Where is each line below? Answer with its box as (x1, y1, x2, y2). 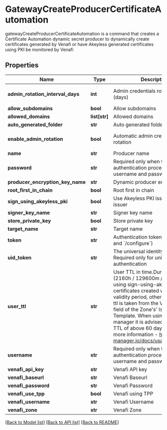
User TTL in (113, 268, 141, 275)
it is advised (135, 318, 164, 325)
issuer (113, 201, 128, 208)
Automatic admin (113, 132, 153, 139)
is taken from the (119, 300, 159, 307)
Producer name (113, 150, 150, 157)
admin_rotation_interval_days (7, 90, 80, 97)
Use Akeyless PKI (113, 195, 155, 202)
